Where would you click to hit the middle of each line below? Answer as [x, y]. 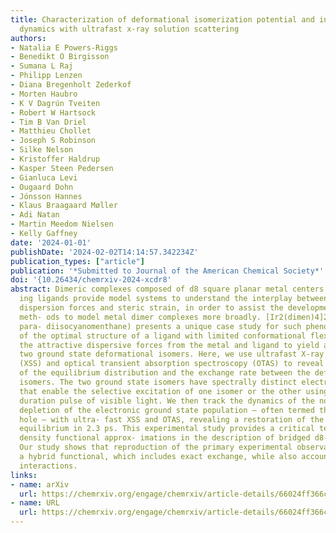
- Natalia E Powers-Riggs [64, 47]
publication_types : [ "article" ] [77, 261]
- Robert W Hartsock [53, 112]
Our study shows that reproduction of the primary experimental [156, 447]
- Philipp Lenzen [46, 76]
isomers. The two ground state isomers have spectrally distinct [158, 382]
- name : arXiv [40, 484]
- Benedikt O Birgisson [60, 57]
